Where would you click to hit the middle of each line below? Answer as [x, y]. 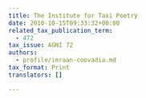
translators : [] [35, 75]
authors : [23, 53]
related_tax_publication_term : [61, 30]
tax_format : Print [39, 68]
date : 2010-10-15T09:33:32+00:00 [64, 23]
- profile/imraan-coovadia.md [66, 61]
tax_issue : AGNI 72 [41, 45]
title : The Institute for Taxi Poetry [73, 16]
